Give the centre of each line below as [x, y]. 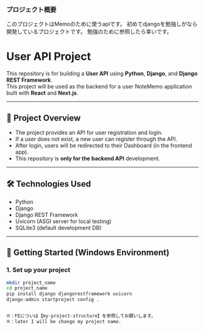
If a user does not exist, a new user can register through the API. [96, 139]
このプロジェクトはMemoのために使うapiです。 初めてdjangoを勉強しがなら [102, 24]
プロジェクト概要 [31, 9]
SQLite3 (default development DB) [58, 227]
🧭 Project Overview [44, 118]
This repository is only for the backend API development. [88, 158]
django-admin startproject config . [53, 300]
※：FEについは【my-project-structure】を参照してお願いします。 [81, 316]
